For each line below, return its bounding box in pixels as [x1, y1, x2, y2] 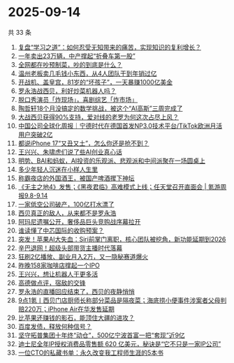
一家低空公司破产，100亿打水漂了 [17, 200, 115, 208]
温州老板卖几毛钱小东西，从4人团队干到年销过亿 [17, 69, 157, 77]
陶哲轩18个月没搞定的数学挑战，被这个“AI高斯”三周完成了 [17, 104, 183, 112]
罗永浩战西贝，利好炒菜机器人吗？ [17, 87, 117, 95]
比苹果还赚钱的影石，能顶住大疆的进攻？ [17, 313, 135, 322]
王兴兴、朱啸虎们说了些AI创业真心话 [17, 147, 123, 156]
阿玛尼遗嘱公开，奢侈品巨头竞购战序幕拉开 [17, 217, 141, 225]
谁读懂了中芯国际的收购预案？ [17, 226, 104, 235]
